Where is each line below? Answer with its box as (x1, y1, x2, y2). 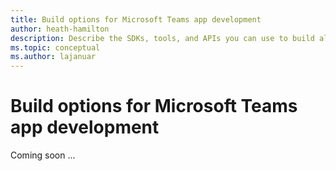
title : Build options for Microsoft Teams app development (10, 14, 262, 25)
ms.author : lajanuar (10, 52, 97, 62)
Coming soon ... (10, 149, 76, 161)
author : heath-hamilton (10, 24, 110, 34)
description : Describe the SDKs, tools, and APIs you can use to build (10, 33, 315, 43)
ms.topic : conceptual (10, 42, 101, 53)
